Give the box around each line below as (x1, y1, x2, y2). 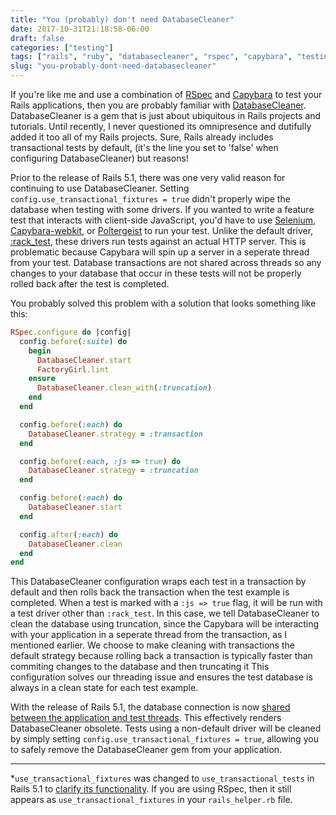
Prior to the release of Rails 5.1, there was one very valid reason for (10, 172, 286, 183)
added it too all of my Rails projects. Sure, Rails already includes (10, 131, 274, 143)
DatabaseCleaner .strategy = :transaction (28, 429, 203, 439)
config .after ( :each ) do (19, 529, 118, 540)
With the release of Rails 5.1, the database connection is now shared (10, 701, 291, 713)
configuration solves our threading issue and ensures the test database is (10, 671, 313, 683)
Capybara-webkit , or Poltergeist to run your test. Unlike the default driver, (10, 225, 314, 236)
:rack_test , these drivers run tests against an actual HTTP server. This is (10, 236, 307, 247)
